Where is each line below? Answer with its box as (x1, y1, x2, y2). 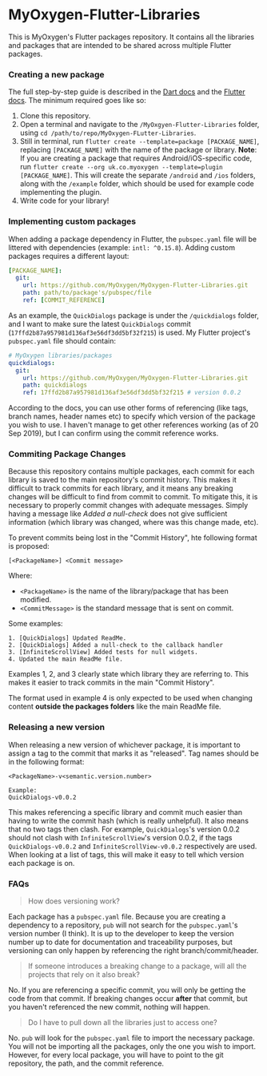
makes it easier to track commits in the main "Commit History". (8, 677, 215, 688)
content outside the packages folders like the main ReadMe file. (8, 701, 221, 712)
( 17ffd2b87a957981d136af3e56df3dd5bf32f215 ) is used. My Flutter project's (8, 328, 251, 337)
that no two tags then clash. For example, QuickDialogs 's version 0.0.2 (8, 824, 240, 834)
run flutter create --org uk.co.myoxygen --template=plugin (19, 162, 223, 172)
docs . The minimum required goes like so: (8, 96, 146, 105)
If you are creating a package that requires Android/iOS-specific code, (19, 153, 253, 163)
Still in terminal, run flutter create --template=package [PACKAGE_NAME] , (19, 137, 260, 146)
